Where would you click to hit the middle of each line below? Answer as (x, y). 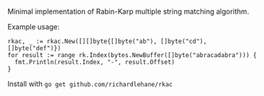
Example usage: (34, 27)
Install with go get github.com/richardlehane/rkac (90, 84)
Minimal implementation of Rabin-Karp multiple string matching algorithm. (128, 12)
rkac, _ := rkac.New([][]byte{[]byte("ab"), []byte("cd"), (107, 41)
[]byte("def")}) (34, 48)
